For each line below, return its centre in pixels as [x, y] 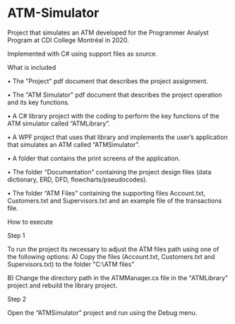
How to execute [30, 222]
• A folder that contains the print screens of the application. [94, 158]
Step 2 [17, 299]
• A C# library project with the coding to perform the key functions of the [114, 116]
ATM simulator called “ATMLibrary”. [59, 123]
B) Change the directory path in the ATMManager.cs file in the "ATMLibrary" [118, 277]
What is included [32, 67]
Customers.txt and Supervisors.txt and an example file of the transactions [115, 200]
